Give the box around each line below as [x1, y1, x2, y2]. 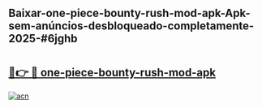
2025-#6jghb [8, 32, 79, 45]
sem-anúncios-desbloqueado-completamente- [8, 19, 255, 33]
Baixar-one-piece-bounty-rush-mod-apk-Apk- [8, 6, 251, 20]
